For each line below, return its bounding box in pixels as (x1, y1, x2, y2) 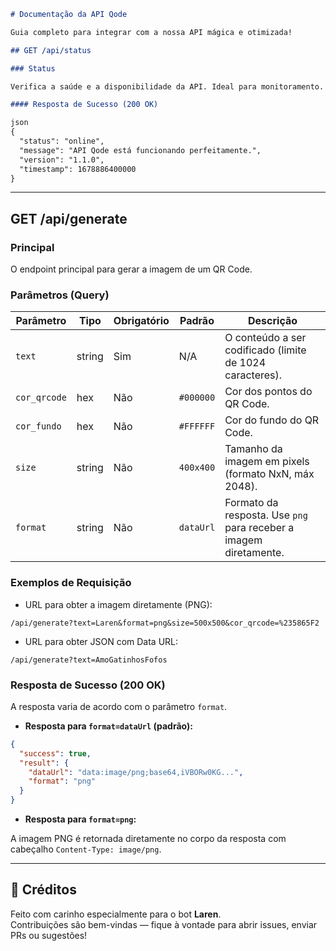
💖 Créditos (10, 881, 77, 899)
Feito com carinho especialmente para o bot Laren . (10, 908, 222, 920)
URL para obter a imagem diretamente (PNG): (24, 598, 213, 610)
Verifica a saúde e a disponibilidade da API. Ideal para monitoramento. (10, 81, 325, 92)
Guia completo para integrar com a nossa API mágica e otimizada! (10, 27, 293, 37)
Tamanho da (224, 442, 283, 456)
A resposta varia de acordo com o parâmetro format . (10, 700, 228, 712)
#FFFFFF (178, 421, 216, 432)
